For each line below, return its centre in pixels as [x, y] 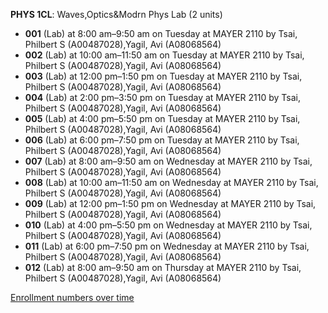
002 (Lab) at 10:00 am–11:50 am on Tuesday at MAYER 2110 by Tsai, [164, 55]
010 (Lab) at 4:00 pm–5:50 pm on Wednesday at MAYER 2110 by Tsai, [168, 225]
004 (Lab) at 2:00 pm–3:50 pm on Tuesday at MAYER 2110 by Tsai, [162, 97]
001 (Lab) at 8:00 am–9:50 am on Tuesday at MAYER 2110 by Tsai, [161, 33]
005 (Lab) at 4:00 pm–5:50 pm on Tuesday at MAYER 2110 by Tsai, [162, 118]
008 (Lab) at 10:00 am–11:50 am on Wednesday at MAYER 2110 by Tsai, [171, 182]
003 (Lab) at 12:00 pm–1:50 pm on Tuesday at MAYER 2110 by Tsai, [163, 76]
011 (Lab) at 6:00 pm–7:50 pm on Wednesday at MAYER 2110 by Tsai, [167, 246]
